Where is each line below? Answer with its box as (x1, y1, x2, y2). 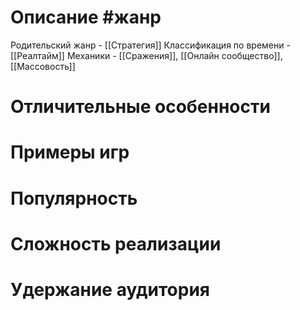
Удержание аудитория (10, 278, 211, 301)
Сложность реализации (10, 232, 222, 255)
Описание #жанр (10, 6, 162, 29)
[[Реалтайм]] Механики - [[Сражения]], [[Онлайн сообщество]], (10, 49, 283, 61)
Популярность (10, 187, 138, 210)
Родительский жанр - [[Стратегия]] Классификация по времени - (10, 39, 291, 51)
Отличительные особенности (10, 96, 271, 118)
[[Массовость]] (10, 60, 76, 72)
